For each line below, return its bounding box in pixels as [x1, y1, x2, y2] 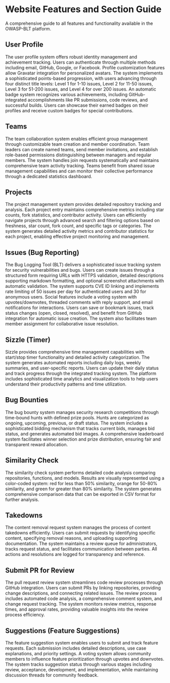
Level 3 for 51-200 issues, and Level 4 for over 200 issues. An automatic [5, 86, 156, 92]
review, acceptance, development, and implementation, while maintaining [5, 667, 158, 673]
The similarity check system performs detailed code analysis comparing [5, 469, 156, 476]
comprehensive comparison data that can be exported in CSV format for [5, 491, 156, 497]
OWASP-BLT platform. [5, 25, 52, 31]
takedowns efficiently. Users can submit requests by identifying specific [5, 530, 156, 536]
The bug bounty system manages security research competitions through [5, 409, 159, 415]
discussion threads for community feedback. [5, 672, 99, 678]
